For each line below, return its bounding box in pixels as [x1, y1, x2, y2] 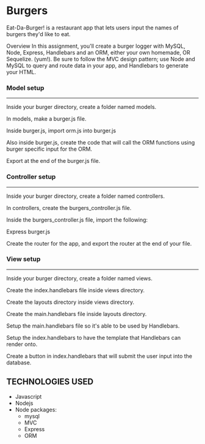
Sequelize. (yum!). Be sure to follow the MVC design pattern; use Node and [6, 55, 195, 62]
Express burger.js [6, 228, 51, 235]
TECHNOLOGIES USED [6, 377, 93, 387]
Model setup [6, 83, 45, 92]
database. [6, 359, 32, 366]
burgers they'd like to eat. [6, 30, 71, 37]
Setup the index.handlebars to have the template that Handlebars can [6, 334, 181, 341]
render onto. [6, 341, 38, 348]
